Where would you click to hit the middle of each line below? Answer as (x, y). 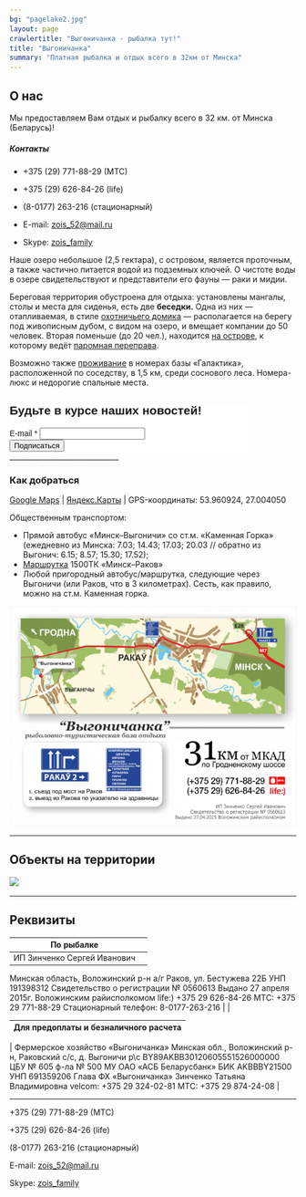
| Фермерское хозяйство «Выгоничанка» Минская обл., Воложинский (146, 1047)
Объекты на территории (82, 860)
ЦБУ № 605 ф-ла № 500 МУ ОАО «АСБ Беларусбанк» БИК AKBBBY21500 (151, 1067)
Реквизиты (42, 920)
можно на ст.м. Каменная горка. (86, 594)
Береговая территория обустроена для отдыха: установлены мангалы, (148, 297)
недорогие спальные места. (94, 382)
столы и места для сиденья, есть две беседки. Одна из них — (131, 307)
